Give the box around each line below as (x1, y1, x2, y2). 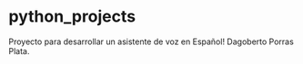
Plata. (8, 45, 30, 56)
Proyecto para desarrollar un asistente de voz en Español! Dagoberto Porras (8, 36, 295, 47)
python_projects (8, 6, 136, 27)
